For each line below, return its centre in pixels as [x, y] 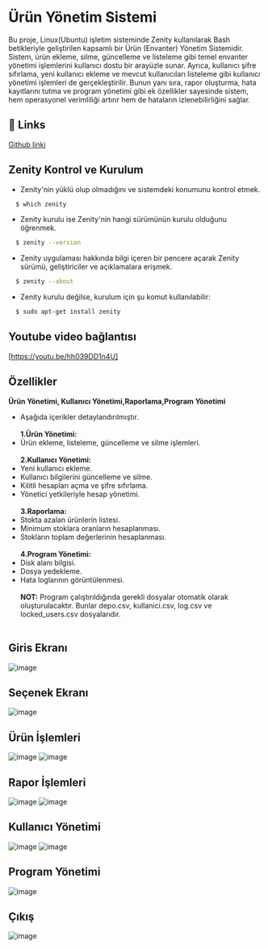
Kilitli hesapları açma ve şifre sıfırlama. [84, 485]
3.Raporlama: [43, 511]
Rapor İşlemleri [47, 782]
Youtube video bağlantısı [73, 337]
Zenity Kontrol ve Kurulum [76, 170]
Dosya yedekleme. [51, 571]
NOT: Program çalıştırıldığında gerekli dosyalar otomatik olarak [124, 596]
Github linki [27, 144]
